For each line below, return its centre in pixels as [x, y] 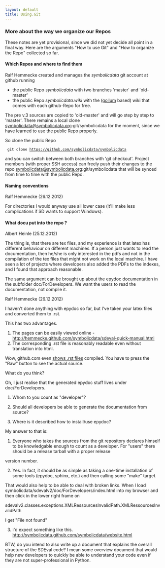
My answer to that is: [26, 431]
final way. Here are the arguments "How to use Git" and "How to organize [80, 47]
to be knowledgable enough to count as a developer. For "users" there [83, 446]
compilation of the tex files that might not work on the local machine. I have [81, 259]
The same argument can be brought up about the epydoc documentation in [82, 279]
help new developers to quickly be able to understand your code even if [78, 555]
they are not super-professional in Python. [48, 560]
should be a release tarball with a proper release [61, 452]
